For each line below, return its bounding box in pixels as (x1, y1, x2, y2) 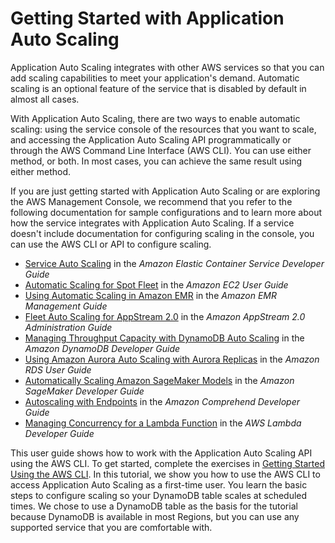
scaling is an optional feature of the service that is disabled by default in (10, 82, 307, 94)
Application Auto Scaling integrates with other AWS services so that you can (10, 61, 325, 73)
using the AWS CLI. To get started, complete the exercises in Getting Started (10, 457, 325, 469)
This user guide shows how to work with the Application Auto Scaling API (10, 447, 313, 459)
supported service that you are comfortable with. (10, 521, 213, 533)
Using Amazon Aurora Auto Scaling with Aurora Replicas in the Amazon (24, 353, 320, 365)
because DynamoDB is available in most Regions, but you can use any (10, 510, 300, 522)
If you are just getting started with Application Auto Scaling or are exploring (10, 185, 321, 197)
